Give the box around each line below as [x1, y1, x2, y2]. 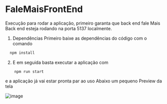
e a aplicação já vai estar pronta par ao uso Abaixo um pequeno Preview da [5, 78, 162, 84]
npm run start [14, 69, 44, 74]
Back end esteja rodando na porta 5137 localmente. [5, 25, 112, 31]
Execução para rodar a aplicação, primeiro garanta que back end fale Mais [5, 20, 160, 26]
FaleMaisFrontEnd [5, 4, 83, 15]
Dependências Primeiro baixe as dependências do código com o [12, 35, 147, 41]
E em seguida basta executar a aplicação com [12, 59, 108, 65]
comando [12, 40, 33, 46]
